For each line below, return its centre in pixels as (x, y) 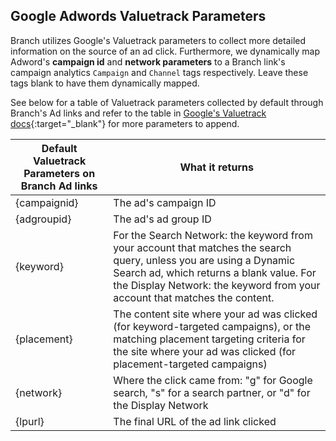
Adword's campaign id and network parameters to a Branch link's (148, 61)
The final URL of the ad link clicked (195, 421)
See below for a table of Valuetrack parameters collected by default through (167, 102)
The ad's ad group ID (162, 219)
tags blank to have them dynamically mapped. (105, 83)
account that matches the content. (194, 297)
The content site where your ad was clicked (215, 314)
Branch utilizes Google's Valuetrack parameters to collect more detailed (158, 40)
